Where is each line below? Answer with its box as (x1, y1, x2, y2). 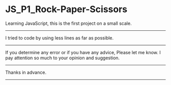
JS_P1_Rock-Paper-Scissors (5, 4, 128, 15)
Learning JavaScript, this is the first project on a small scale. (5, 20, 132, 26)
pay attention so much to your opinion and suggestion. (5, 55, 120, 61)
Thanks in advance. (5, 69, 47, 75)
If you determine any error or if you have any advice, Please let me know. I (5, 49, 161, 55)
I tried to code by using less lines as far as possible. (5, 34, 114, 41)
